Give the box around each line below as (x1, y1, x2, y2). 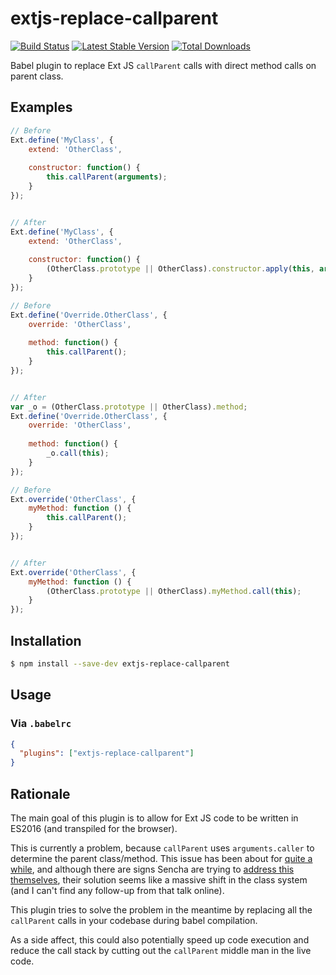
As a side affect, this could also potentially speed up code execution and (10, 933, 310, 946)
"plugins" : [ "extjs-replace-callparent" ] (19, 748, 195, 759)
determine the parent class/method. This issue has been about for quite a (10, 852, 313, 864)
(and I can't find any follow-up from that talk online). (10, 884, 225, 896)
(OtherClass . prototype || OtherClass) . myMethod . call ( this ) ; (46, 586, 302, 596)
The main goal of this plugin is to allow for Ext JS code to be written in (10, 812, 299, 824)
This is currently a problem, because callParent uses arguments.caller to (10, 842, 315, 854)
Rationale (10, 785, 71, 802)
